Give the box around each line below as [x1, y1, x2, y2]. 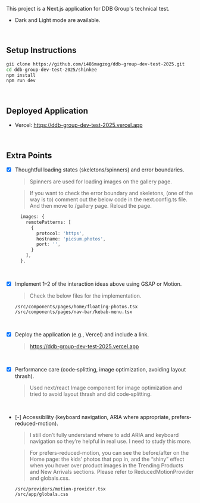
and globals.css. [29, 474, 70, 482]
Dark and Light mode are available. [14, 17, 101, 23]
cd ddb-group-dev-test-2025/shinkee [6, 67, 97, 73]
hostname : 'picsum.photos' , [36, 236, 106, 242]
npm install [6, 72, 36, 78]
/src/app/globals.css [14, 491, 68, 498]
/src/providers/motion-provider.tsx [14, 486, 106, 492]
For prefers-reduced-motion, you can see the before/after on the [29, 449, 189, 457]
